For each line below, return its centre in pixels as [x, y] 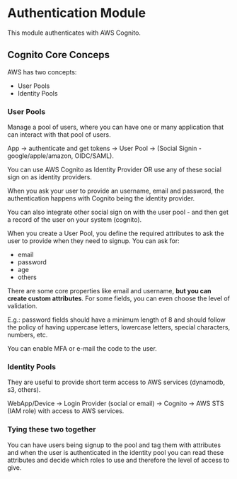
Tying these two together [52, 429]
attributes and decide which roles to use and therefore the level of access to [118, 460]
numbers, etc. [28, 335]
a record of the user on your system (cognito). [75, 220]
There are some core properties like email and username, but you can [109, 291]
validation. [22, 306]
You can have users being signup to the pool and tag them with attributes [114, 445]
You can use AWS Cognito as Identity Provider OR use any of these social [114, 170]
